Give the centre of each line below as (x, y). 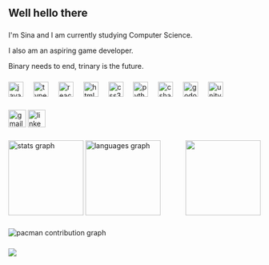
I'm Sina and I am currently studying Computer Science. (100, 35)
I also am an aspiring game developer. (71, 50)
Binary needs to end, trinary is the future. (76, 66)
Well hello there (48, 13)
